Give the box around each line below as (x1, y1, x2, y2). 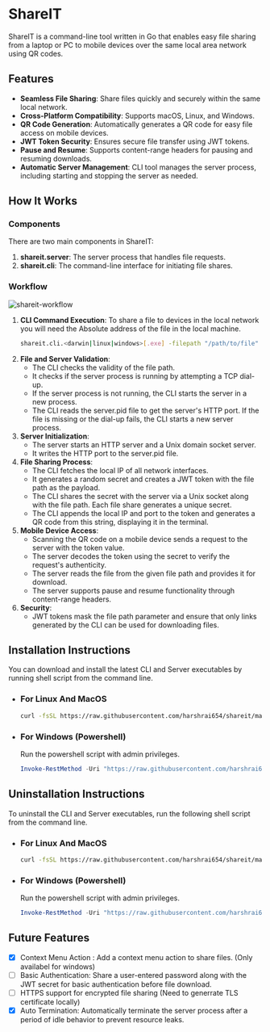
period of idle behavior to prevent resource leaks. (19, 1014, 185, 1024)
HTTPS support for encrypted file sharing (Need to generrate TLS (19, 988, 239, 997)
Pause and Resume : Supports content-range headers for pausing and (19, 145, 253, 154)
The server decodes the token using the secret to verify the (31, 551, 231, 561)
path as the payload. (31, 482, 101, 493)
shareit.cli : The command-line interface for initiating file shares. (19, 261, 234, 271)
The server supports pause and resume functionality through (31, 585, 235, 595)
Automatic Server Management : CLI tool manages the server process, (19, 162, 256, 172)
